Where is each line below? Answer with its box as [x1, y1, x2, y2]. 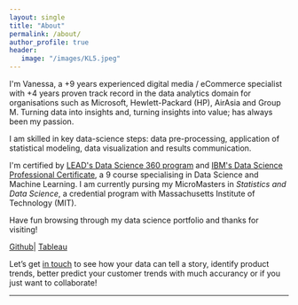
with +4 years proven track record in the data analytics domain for [9, 88, 251, 98]
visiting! [9, 224, 38, 235]
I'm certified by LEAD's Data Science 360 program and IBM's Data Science [9, 160, 284, 170]
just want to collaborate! [9, 278, 98, 288]
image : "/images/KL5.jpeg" [20, 54, 122, 63]
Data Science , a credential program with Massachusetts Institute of [9, 188, 255, 199]
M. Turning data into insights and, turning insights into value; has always [9, 107, 273, 117]
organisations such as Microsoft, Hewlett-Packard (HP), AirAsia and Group [9, 98, 281, 107]
